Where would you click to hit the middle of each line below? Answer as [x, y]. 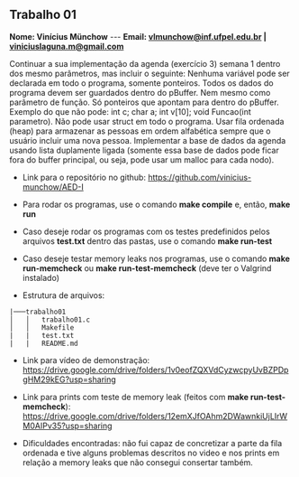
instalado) [41, 277]
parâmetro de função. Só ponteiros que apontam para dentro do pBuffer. [144, 102]
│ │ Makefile [42, 327]
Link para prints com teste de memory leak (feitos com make [136, 397]
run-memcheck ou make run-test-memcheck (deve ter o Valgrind [147, 268]
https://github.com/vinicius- [200, 177]
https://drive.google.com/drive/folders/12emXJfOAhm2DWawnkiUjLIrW [155, 416]
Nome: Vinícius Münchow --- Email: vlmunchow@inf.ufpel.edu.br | [138, 36]
